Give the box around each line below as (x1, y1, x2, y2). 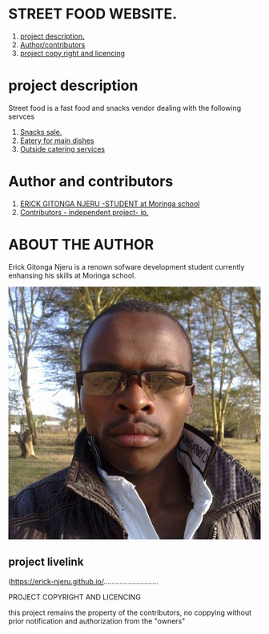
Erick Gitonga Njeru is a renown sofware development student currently (8, 262, 245, 271)
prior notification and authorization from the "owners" (8, 616, 186, 626)
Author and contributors (8, 173, 174, 191)
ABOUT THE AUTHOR (8, 236, 155, 254)
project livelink (8, 555, 84, 569)
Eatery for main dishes (19, 136, 94, 145)
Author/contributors (19, 39, 86, 49)
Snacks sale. (19, 127, 62, 136)
